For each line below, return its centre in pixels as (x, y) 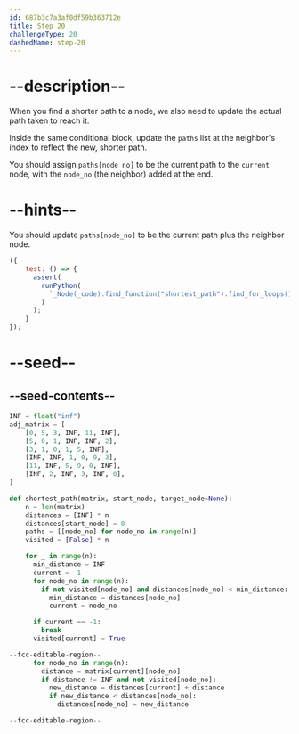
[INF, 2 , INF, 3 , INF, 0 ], (75, 474)
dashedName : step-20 (48, 42)
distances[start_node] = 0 (75, 524)
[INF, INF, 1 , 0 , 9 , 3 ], (71, 458)
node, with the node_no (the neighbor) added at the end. (111, 174)
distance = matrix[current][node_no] (111, 671)
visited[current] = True (79, 639)
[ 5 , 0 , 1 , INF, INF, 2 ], (71, 441)
